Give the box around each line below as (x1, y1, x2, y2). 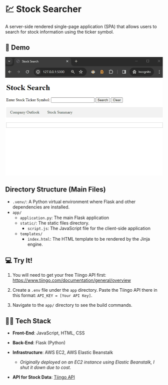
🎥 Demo (5, 43, 30, 52)
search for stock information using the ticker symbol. (5, 29, 114, 35)
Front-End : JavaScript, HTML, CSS (12, 330, 85, 336)
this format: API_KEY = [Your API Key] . (12, 292, 92, 298)
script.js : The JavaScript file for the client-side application (27, 225, 151, 231)
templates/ (19, 231, 43, 237)
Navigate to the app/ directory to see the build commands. (12, 302, 132, 308)
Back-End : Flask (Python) (12, 340, 66, 346)
